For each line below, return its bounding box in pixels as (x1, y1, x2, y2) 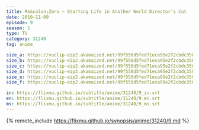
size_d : (6, 68, 25, 74)
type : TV (6, 31, 28, 36)
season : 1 (6, 25, 31, 31)
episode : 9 (6, 19, 33, 25)
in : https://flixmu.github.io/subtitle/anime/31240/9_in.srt (6, 90, 161, 96)
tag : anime (6, 42, 33, 48)
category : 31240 (6, 36, 46, 42)
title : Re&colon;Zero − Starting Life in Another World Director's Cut (6, 8, 187, 15)
